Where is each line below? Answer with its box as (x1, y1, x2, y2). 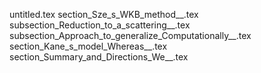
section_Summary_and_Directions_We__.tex (9, 51, 189, 63)
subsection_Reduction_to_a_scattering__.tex (9, 19, 191, 31)
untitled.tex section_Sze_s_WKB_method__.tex (9, 9, 199, 20)
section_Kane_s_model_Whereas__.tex (9, 40, 168, 52)
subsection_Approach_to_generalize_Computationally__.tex (9, 30, 252, 41)
